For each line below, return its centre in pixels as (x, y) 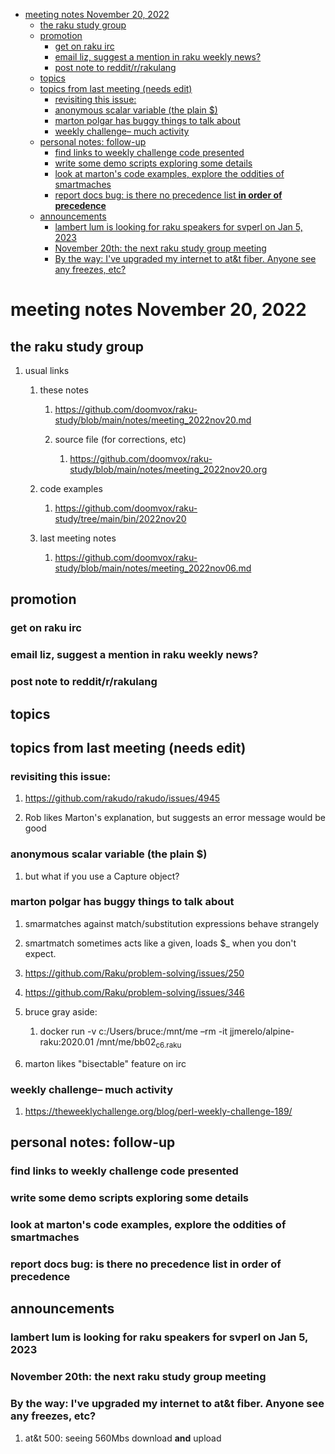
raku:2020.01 (67, 1041)
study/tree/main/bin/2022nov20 (120, 518)
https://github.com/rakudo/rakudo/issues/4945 (122, 798)
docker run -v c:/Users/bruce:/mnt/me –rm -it (133, 1031)
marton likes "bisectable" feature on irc (105, 1063)
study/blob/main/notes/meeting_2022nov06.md (153, 568)
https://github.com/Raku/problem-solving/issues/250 (134, 973)
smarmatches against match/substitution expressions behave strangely (172, 923)
